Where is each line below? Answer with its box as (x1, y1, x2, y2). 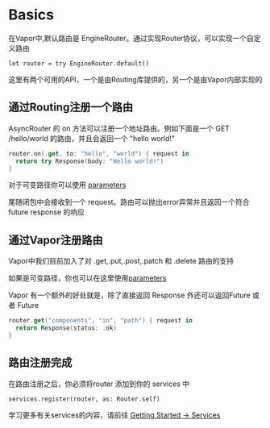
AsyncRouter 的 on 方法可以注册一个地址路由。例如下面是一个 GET (8, 123, 230, 133)
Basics (8, 6, 55, 24)
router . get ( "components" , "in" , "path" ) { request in (8, 317, 193, 325)
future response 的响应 (8, 207, 85, 217)
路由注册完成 (8, 356, 73, 370)
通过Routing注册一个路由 (8, 101, 134, 114)
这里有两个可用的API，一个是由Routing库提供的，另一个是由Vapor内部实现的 (8, 74, 263, 84)
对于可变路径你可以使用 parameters (8, 180, 127, 190)
